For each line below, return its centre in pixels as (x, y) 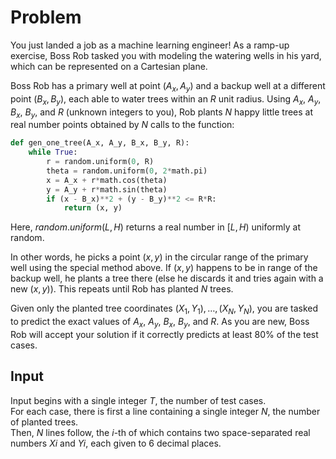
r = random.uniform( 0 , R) (100, 162)
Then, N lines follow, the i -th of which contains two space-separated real (160, 432)
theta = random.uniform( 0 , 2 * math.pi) (127, 171)
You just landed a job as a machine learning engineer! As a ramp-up (150, 45)
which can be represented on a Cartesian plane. (109, 66)
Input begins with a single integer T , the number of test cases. (138, 400)
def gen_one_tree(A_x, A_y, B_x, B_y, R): (100, 143)
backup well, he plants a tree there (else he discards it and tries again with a (167, 278)
